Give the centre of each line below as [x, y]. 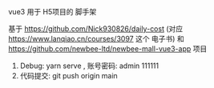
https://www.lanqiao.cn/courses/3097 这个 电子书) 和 [96, 39]
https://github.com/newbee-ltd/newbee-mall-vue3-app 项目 [108, 49]
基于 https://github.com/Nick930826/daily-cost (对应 [96, 29]
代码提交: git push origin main [69, 76]
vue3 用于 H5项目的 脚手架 [52, 12]
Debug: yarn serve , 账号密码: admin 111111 [89, 66]
